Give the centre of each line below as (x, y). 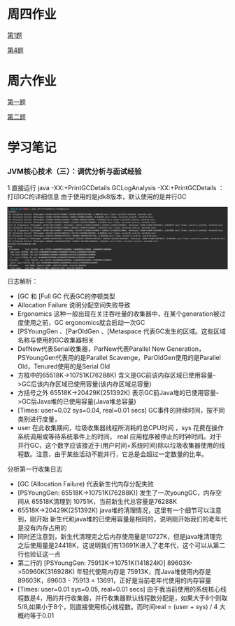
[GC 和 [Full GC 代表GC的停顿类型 (66, 296)
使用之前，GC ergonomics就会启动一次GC (84, 323)
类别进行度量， (39, 419)
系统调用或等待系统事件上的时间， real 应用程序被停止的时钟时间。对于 (120, 437)
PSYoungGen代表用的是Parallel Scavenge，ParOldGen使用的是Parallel (119, 358)
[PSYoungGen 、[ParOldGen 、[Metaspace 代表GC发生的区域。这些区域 (121, 331)
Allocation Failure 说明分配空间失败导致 (74, 305)
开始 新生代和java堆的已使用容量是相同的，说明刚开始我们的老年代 (131, 519)
